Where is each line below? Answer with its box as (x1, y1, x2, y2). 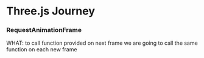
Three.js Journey (6, 4, 96, 18)
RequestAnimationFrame (6, 26, 82, 34)
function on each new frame (6, 46, 77, 53)
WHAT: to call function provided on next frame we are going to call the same (6, 39, 198, 47)
